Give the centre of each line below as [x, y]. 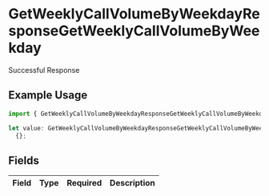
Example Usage [48, 96]
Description [132, 183]
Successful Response [44, 70]
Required [84, 183]
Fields [24, 160]
